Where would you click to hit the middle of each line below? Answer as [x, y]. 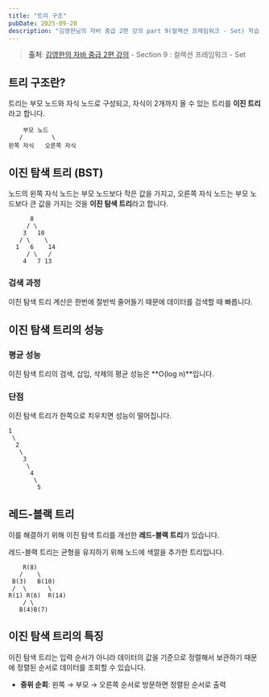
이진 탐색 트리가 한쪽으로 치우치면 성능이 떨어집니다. [90, 416]
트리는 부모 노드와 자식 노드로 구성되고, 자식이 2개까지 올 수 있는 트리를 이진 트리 [135, 104]
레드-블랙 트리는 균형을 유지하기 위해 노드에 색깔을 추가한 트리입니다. [116, 552]
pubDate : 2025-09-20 [43, 23]
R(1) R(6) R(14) [37, 596]
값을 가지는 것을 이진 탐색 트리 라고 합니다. [103, 203]
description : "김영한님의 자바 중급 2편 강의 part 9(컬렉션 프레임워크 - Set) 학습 [134, 31]
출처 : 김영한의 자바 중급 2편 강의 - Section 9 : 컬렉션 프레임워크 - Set [137, 55]
